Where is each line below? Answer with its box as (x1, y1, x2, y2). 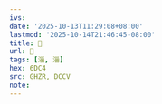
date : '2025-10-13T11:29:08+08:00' (9, 22, 144, 31)
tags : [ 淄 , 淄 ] (9, 55, 64, 64)
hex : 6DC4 (9, 64, 47, 73)
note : (9, 80, 30, 90)
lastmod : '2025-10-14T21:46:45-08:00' (9, 30, 156, 39)
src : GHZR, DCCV (9, 72, 71, 81)
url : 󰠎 (9, 47, 34, 56)
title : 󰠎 (9, 38, 43, 48)
